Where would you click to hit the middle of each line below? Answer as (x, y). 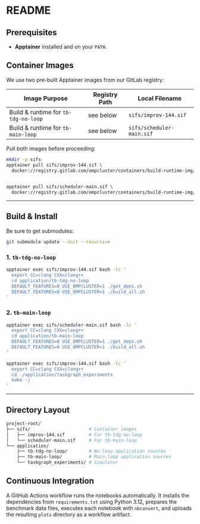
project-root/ (24, 424)
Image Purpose (46, 98)
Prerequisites (32, 33)
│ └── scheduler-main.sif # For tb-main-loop (71, 440)
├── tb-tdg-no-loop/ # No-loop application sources (92, 451)
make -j (21, 380)
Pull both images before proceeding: (51, 148)
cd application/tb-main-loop (48, 336)
